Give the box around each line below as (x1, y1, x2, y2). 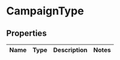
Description (53, 46, 87, 54)
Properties (6, 28, 47, 38)
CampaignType (6, 4, 84, 18)
